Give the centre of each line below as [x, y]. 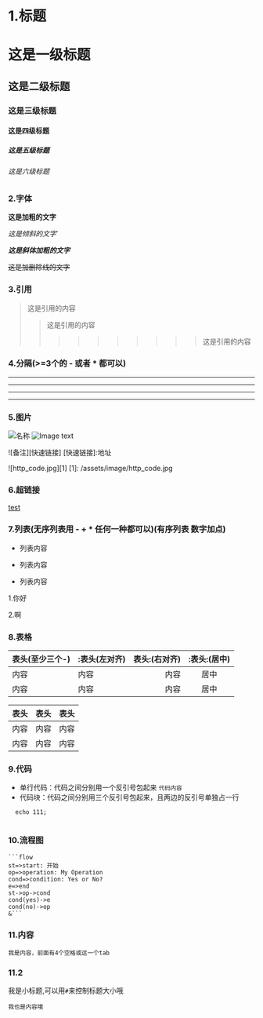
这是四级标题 [29, 131]
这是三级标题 [32, 111]
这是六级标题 [29, 171]
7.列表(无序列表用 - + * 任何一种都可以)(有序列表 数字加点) [117, 529]
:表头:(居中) [209, 659]
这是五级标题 [29, 150]
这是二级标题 [39, 86]
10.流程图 [26, 841]
